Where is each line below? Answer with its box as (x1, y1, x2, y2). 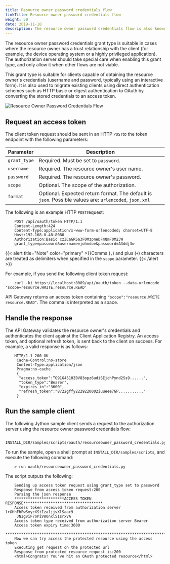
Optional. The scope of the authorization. (38, 181, 136, 189)
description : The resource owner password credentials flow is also (5, 26, 153, 31)
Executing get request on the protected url (14, 545, 110, 550)
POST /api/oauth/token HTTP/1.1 (14, 219, 82, 224)
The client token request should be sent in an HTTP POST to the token (5, 131, 148, 137)
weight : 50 (5, 17, 28, 22)
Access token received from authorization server (14, 505, 121, 510)
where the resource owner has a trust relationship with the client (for (5, 46, 148, 52)
